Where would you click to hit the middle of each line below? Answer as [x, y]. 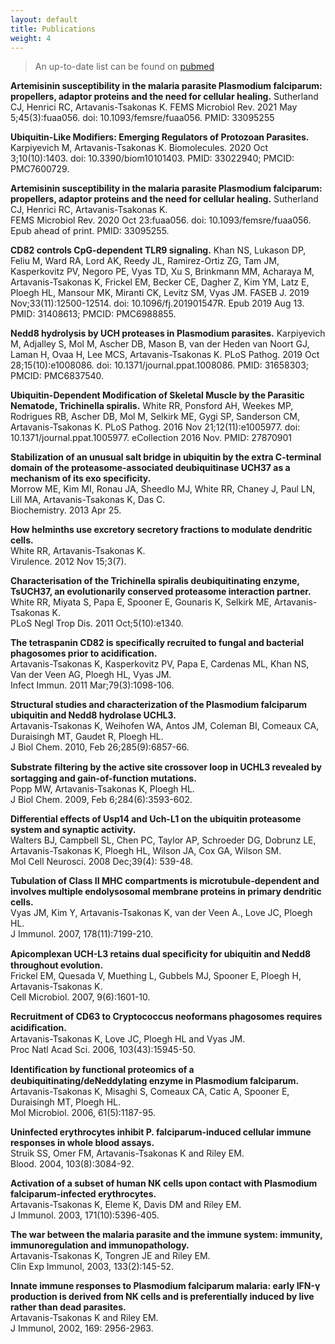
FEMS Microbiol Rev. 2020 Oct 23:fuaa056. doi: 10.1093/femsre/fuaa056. [161, 220]
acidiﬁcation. [38, 1028]
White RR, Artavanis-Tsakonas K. [78, 551]
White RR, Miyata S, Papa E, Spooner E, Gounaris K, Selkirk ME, [141, 602]
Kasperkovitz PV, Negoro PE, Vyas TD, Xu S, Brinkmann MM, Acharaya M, [162, 272]
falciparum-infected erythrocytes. [83, 1194]
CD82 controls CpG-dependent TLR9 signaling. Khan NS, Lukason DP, [158, 250]
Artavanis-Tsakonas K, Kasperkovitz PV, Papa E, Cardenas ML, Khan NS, [160, 664]
